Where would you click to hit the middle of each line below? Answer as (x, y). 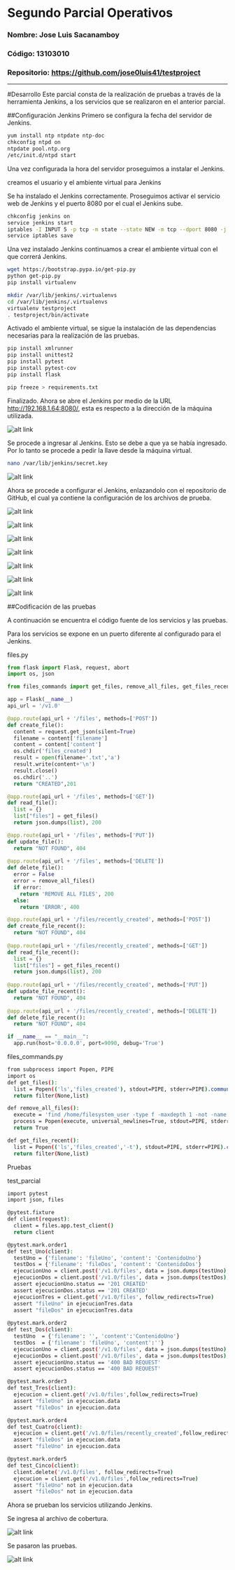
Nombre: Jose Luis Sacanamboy (64, 35)
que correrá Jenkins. (37, 257)
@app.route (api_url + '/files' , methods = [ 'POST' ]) (83, 718)
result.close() (36, 771)
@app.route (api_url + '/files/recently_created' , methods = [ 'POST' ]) (109, 920)
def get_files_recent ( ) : (43, 1140)
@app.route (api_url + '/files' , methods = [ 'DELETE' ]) (86, 861)
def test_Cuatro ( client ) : (45, 1427)
